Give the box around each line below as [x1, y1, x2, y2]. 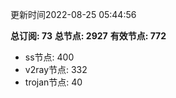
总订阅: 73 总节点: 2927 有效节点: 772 [10, 30, 167, 42]
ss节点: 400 [24, 51, 75, 63]
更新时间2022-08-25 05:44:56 [10, 9, 137, 20]
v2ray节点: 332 [24, 64, 88, 75]
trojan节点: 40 [24, 76, 83, 88]
